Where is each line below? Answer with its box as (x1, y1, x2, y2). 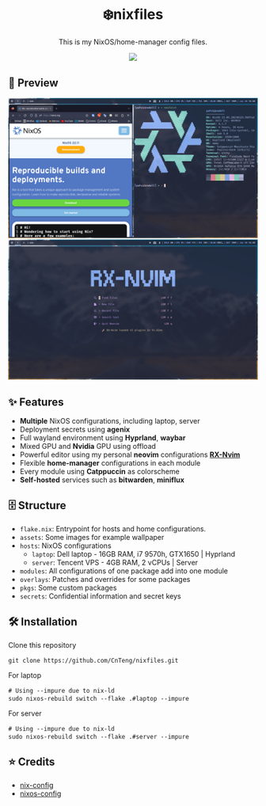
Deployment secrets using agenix (19, 424, 131, 435)
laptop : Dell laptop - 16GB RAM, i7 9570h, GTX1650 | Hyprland (31, 549, 236, 558)
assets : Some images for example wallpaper (19, 532, 165, 542)
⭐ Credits (8, 755, 55, 769)
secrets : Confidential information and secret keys (19, 591, 181, 601)
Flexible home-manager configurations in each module (19, 458, 201, 468)
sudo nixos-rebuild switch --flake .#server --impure (8, 732, 190, 740)
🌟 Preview (8, 76, 59, 90)
